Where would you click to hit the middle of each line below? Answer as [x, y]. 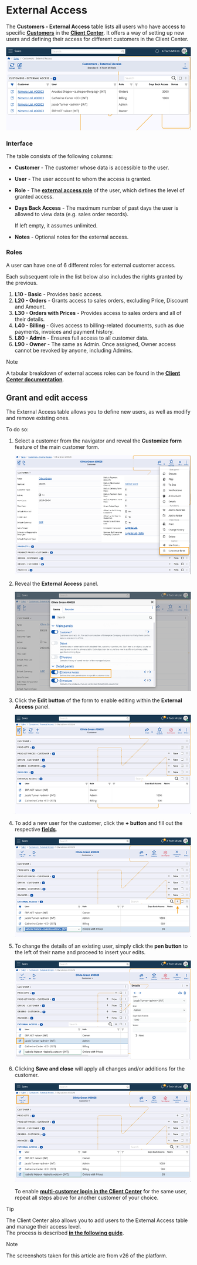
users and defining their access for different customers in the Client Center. [97, 39]
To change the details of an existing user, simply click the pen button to [101, 946]
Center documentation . [35, 379]
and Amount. [30, 307]
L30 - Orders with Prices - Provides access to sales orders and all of [98, 313]
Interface [20, 143]
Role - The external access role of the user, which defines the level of [99, 190]
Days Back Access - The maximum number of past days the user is [96, 208]
